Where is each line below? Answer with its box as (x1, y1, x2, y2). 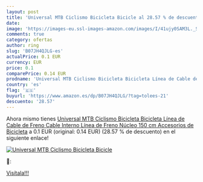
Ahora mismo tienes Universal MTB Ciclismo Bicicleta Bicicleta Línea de (6, 115, 185, 122)
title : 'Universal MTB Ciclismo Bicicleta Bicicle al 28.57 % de (6, 14, 174, 20)
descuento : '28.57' (6, 98, 56, 104)
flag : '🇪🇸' (6, 87, 36, 93)
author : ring (6, 43, 39, 49)
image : (6, 25, 23, 32)
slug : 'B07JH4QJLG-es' (6, 48, 63, 54)
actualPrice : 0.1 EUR (6, 54, 61, 60)
